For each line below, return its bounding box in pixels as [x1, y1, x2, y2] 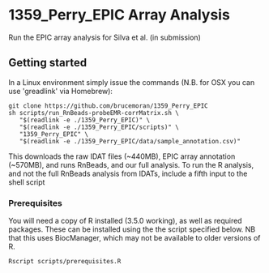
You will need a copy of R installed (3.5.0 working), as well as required [8, 216, 242, 226]
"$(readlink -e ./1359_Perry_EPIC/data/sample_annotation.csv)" [19, 137, 241, 145]
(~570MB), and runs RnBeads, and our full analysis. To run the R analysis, [8, 160, 254, 169]
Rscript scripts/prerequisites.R [8, 258, 122, 266]
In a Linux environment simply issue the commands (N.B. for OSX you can [8, 77, 255, 87]
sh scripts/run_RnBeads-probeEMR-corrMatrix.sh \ [8, 109, 180, 117]
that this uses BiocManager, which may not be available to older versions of [8, 233, 261, 243]
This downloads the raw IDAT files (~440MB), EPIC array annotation [8, 151, 236, 161]
